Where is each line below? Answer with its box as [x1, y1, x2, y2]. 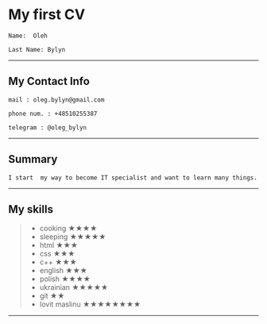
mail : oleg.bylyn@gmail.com [8, 95, 105, 104]
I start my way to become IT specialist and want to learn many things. [8, 173, 258, 182]
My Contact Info [8, 75, 90, 88]
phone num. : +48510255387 [8, 110, 98, 118]
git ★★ [39, 291, 65, 301]
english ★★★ [39, 266, 87, 276]
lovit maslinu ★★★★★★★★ [39, 299, 141, 309]
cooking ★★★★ [39, 224, 98, 233]
